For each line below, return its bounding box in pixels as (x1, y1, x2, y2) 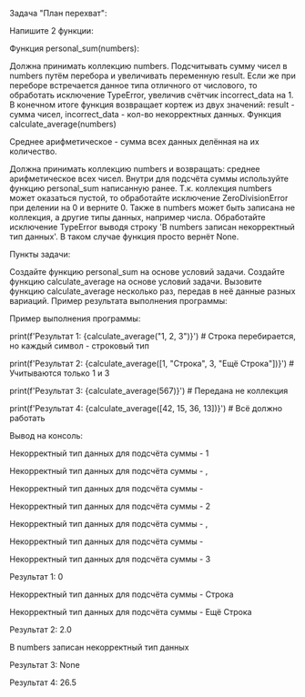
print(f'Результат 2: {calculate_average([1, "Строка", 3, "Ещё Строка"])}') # (9, 359, 294, 369)
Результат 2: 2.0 (9, 624, 72, 635)
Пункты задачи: (9, 249, 71, 259)
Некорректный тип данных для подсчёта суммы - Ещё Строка (9, 607, 252, 617)
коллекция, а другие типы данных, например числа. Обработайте (9, 212, 266, 222)
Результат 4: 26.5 (9, 677, 77, 688)
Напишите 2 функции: (9, 25, 94, 35)
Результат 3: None (9, 660, 80, 670)
